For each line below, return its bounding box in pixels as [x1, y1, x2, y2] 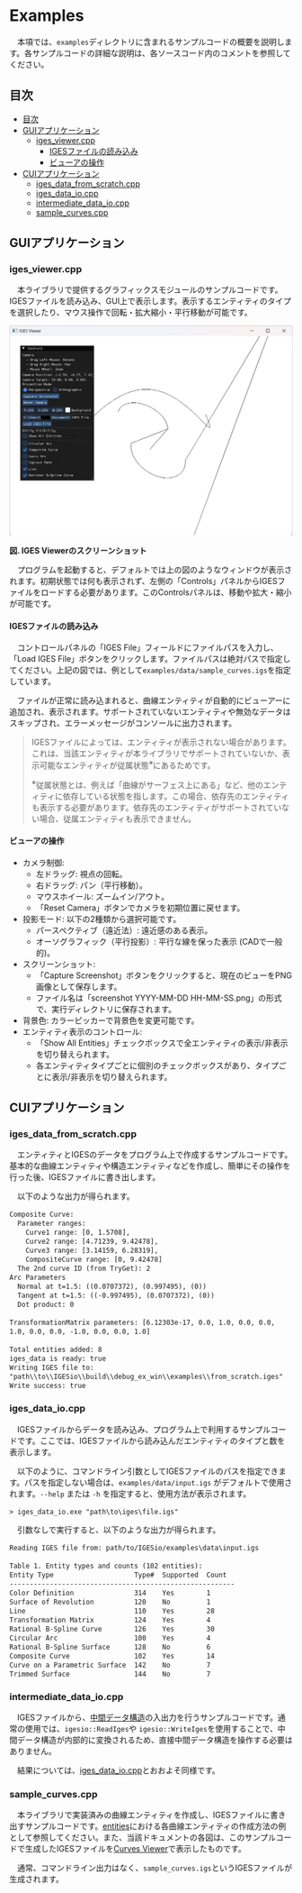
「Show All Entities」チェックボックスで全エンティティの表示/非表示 [35, 1038, 289, 1048]
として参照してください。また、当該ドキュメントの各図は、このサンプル [9, 1832, 277, 1843]
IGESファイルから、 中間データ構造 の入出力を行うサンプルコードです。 [16, 1712, 279, 1723]
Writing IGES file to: [9, 1363, 94, 1373]
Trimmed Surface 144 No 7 [9, 1669, 211, 1678]
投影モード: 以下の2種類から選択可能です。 [22, 913, 182, 924]
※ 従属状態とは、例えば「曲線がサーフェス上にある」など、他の [31, 777, 263, 790]
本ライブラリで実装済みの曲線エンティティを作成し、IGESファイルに [16, 1809, 271, 1821]
